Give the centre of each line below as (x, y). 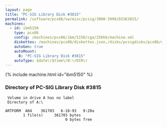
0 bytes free (79, 120)
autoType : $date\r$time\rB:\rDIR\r (51, 61)
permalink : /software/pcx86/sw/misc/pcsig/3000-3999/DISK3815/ (72, 19)
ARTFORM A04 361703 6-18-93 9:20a (50, 111)
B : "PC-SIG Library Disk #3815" (52, 56)
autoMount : (25, 51)
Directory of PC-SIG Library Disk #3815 (53, 87)
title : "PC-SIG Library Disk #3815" (43, 14)
